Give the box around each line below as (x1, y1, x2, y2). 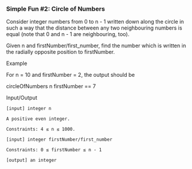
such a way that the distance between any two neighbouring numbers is (6, 24, 183, 31)
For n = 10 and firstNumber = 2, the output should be (6, 71, 135, 79)
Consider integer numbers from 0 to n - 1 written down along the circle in (6, 18, 184, 25)
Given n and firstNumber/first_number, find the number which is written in (6, 42, 187, 49)
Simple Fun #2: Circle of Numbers (6, 5, 105, 13)
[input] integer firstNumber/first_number (6, 136, 113, 143)
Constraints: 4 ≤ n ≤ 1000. (6, 126, 76, 132)
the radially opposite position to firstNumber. (6, 48, 115, 56)
